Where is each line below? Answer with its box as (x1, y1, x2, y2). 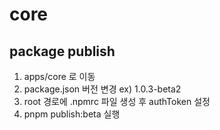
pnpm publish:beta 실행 (23, 108, 121, 120)
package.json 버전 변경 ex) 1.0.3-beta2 (23, 83, 182, 95)
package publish (9, 43, 116, 60)
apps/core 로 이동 (23, 71, 96, 82)
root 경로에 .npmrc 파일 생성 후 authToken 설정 (23, 96, 211, 107)
